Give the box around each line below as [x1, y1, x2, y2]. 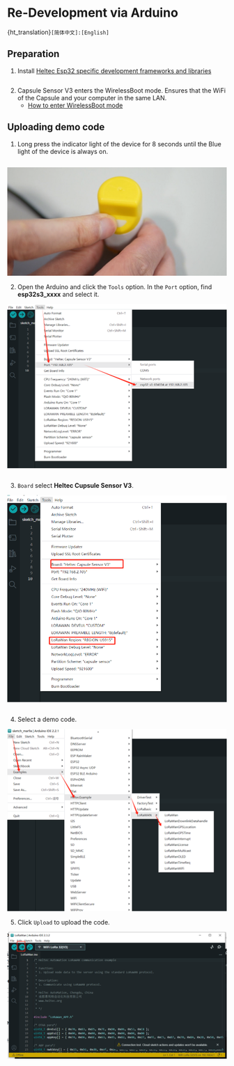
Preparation [7, 48, 60, 60]
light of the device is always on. [17, 147, 109, 155]
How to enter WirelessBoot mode [27, 101, 123, 109]
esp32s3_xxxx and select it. [17, 290, 100, 298]
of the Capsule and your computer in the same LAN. [17, 93, 167, 102]
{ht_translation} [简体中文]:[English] [7, 28, 109, 36]
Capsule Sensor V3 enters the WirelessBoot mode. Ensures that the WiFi [17, 86, 226, 95]
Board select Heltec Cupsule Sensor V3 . [17, 481, 134, 490]
